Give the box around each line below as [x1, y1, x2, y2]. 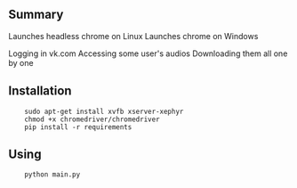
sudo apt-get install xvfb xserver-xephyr [24, 107, 184, 116]
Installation [8, 84, 72, 99]
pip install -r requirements [24, 122, 132, 132]
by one [8, 57, 34, 68]
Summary [8, 7, 64, 22]
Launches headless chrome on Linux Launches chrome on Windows [8, 30, 259, 41]
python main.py [24, 170, 81, 179]
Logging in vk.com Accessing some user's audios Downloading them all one [8, 48, 288, 59]
